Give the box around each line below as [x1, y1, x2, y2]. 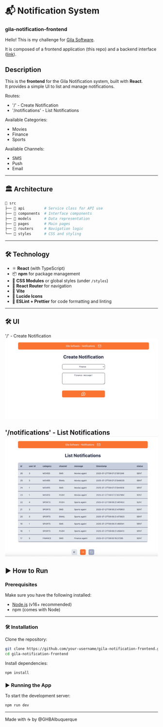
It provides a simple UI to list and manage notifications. [5, 83, 115, 89]
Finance [12, 131, 29, 137]
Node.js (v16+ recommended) [12, 601, 72, 607]
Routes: [5, 93, 20, 99]
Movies [12, 126, 27, 132]
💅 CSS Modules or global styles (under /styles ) [12, 278, 108, 284]
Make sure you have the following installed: [5, 592, 92, 598]
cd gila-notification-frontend [5, 652, 68, 657]
